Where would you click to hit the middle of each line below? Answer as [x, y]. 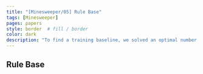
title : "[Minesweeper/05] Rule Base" [54, 12]
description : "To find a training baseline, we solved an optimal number [102, 40]
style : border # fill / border [47, 29]
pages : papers [24, 23]
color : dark [21, 35]
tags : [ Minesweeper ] [33, 18]
